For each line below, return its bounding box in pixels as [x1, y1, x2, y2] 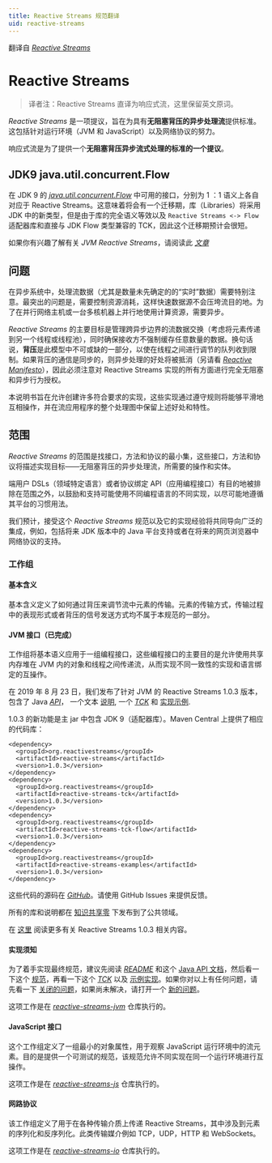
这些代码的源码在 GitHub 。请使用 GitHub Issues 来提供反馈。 [8, 890, 212, 900]
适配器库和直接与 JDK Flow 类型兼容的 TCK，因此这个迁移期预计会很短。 [8, 220, 253, 231]
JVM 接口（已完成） [8, 629, 76, 640]
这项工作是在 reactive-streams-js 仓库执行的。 [8, 1079, 164, 1088]
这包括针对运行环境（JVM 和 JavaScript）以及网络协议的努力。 [8, 126, 220, 136]
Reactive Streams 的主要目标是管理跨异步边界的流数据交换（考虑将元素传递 [8, 325, 261, 334]
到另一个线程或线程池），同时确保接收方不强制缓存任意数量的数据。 [8, 334, 232, 344]
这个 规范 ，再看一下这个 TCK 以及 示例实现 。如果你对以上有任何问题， [15, 974, 251, 984]
